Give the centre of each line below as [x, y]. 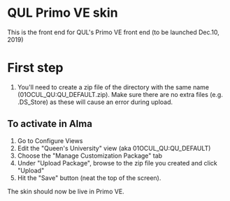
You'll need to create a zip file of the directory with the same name [113, 87]
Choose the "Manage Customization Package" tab [90, 156]
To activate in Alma [50, 124]
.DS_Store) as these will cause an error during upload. [95, 102]
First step [35, 68]
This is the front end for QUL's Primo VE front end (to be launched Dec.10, [114, 32]
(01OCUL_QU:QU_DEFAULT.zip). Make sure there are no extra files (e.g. [120, 94]
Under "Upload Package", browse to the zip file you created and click [117, 163]
